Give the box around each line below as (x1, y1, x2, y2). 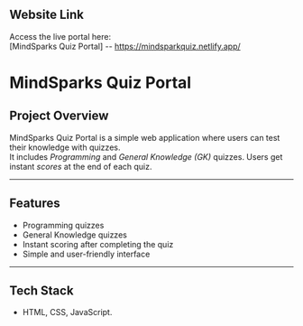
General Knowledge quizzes (22, 229, 128, 240)
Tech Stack (9, 284, 74, 299)
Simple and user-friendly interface (22, 248, 151, 259)
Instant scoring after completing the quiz (22, 238, 174, 249)
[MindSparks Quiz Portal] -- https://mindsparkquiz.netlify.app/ (9, 41, 241, 51)
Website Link (9, 7, 84, 23)
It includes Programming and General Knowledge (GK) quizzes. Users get (9, 151, 283, 162)
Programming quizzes (22, 219, 105, 230)
